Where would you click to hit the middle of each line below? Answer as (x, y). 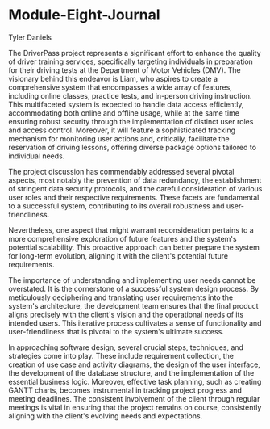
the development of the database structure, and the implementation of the (131, 372)
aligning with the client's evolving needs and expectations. (106, 416)
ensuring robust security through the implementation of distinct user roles (131, 121)
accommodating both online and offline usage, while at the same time (124, 113)
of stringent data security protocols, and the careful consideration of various (135, 188)
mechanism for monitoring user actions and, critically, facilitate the (119, 138)
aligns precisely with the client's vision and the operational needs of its (126, 314)
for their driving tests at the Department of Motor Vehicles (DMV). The (125, 69)
